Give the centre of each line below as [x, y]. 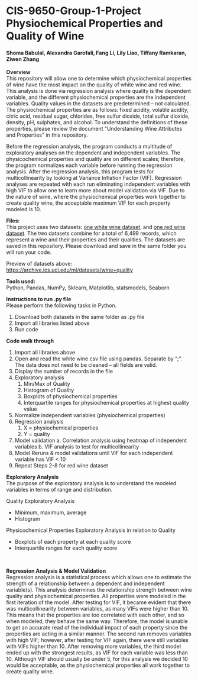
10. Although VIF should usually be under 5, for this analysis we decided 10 [97, 659]
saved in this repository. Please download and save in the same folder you [97, 246]
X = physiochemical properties [61, 428]
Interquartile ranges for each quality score [66, 548]
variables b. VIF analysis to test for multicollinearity [77, 447]
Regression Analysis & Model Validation [56, 571]
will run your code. [29, 252]
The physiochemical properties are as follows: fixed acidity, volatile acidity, [98, 110]
